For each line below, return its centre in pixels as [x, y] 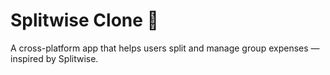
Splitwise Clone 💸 [84, 20]
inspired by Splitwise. [54, 58]
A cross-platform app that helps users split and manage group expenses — [165, 48]
